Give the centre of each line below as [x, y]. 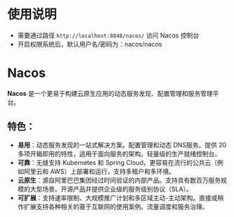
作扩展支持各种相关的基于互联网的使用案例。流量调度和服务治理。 [113, 206]
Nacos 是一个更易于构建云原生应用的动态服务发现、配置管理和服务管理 [110, 93]
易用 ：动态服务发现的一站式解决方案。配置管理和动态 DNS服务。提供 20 [122, 144]
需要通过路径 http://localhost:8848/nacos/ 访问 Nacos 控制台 [108, 35]
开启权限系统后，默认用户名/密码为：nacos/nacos [90, 44]
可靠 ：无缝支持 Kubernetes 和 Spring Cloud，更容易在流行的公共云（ [117, 162]
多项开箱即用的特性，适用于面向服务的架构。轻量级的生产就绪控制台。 [119, 154]
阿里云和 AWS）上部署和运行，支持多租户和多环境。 [99, 171]
